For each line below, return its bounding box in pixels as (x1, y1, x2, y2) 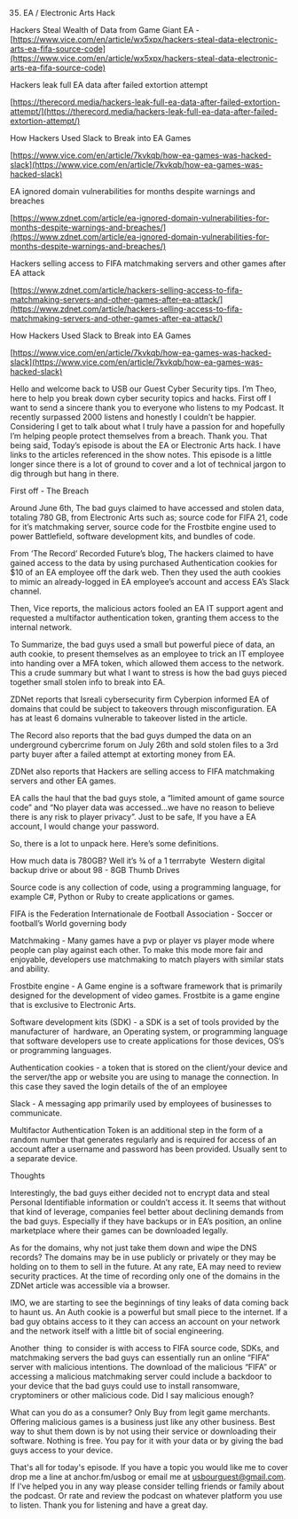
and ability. (10, 964, 51, 974)
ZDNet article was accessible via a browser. (10, 1280, 170, 1290)
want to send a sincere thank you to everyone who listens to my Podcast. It (10, 403, 285, 413)
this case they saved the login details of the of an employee (10, 1082, 228, 1091)
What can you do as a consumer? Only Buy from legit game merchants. (10, 1407, 271, 1418)
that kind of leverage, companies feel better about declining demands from (10, 1207, 284, 1216)
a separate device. (10, 1153, 78, 1163)
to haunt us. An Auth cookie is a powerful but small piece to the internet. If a (10, 1307, 288, 1317)
